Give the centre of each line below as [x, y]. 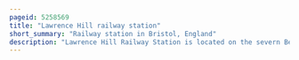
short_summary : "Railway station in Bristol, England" [113, 34]
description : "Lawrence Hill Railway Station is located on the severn [145, 42]
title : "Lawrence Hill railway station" [85, 26]
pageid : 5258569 [39, 17]
